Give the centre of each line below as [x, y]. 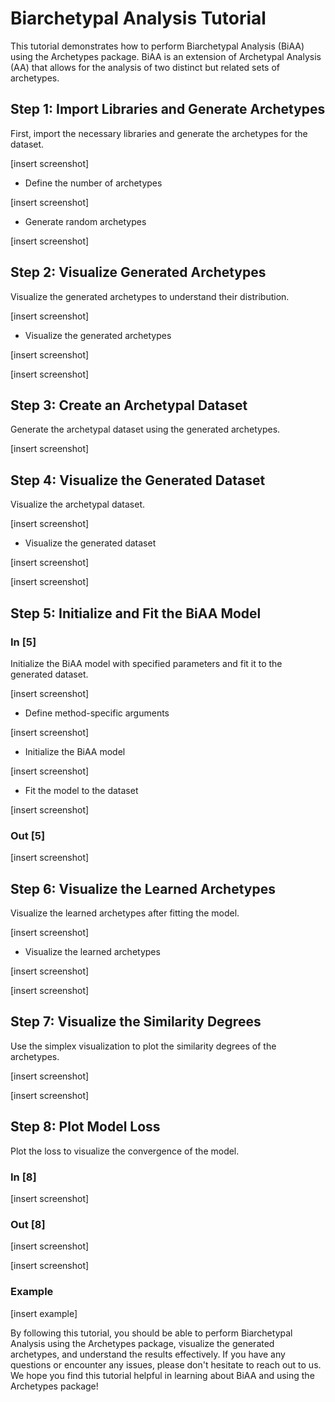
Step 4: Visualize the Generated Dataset [138, 480]
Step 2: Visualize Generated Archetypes [138, 272]
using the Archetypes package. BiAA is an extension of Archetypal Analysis [166, 56]
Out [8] [28, 1224]
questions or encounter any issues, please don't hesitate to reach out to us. [166, 1364]
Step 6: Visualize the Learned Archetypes [143, 888]
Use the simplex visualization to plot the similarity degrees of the [143, 1046]
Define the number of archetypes [93, 183]
